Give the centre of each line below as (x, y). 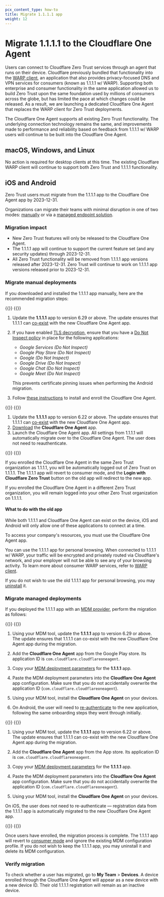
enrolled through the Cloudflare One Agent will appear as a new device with (82, 880)
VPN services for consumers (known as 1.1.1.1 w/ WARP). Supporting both (79, 83)
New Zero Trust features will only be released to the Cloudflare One (81, 238)
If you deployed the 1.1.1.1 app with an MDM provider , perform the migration (81, 609)
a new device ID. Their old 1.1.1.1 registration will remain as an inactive (75, 885)
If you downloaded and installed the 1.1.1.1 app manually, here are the (74, 293)
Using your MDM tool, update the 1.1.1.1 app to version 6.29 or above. (82, 634)
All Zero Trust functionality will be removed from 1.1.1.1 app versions (80, 259)
